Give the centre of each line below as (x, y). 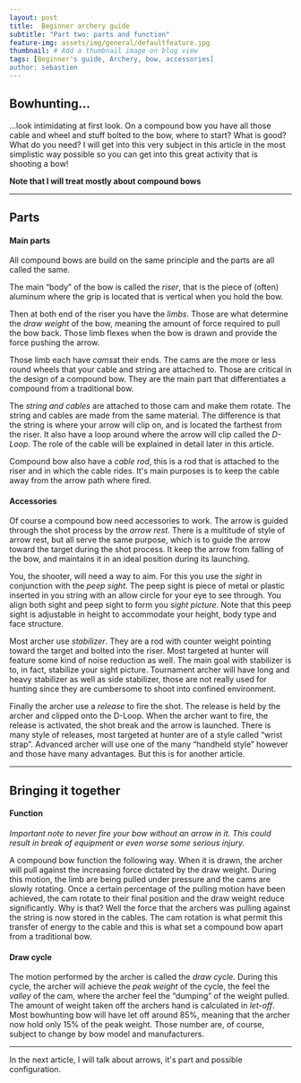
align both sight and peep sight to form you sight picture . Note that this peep (150, 605)
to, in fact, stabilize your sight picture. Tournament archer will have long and (150, 670)
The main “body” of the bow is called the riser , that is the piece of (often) (144, 287)
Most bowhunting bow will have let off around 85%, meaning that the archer (150, 1015)
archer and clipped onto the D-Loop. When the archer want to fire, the (139, 716)
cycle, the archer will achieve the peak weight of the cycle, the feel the (140, 986)
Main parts (30, 240)
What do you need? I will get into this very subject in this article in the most (147, 144)
